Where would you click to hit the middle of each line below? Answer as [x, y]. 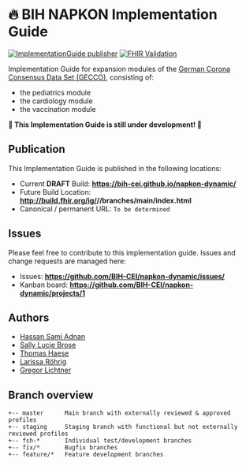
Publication [37, 149]
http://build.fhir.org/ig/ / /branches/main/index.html [105, 200]
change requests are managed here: [67, 261]
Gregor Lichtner [45, 370]
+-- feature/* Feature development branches [86, 455]
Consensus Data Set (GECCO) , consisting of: [81, 77]
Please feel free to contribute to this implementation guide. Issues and [122, 252]
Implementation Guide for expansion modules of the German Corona [119, 69]
